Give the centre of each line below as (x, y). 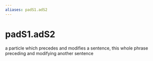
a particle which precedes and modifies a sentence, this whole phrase (77, 48)
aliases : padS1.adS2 (26, 10)
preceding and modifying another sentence (49, 53)
